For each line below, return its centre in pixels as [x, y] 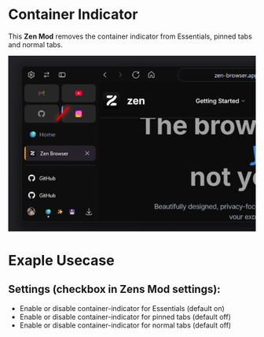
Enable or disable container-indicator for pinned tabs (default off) [125, 317]
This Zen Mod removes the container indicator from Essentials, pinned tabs [130, 36]
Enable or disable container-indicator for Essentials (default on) [122, 308]
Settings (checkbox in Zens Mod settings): [115, 289]
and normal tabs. [35, 44]
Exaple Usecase [62, 260]
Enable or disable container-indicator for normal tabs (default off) [125, 325]
